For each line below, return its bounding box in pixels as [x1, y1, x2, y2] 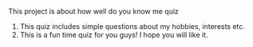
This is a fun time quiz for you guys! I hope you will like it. [19, 31, 208, 39]
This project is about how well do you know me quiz [8, 7, 180, 16]
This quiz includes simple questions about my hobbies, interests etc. [19, 22, 246, 31]
